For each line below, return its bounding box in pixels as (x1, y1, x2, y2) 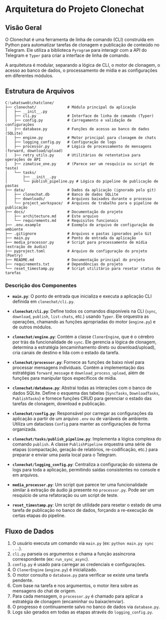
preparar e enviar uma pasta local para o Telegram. (12, 452, 117, 458)
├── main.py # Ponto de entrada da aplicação (5, 235, 136, 240)
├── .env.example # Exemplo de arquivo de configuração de (5, 222, 154, 227)
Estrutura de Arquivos (5, 87, 75, 96)
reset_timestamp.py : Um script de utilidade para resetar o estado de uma (12, 502, 162, 508)
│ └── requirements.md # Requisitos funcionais (5, 218, 119, 223)
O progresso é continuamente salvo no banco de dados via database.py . (12, 604, 160, 610)
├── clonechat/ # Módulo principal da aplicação (5, 105, 136, 110)
